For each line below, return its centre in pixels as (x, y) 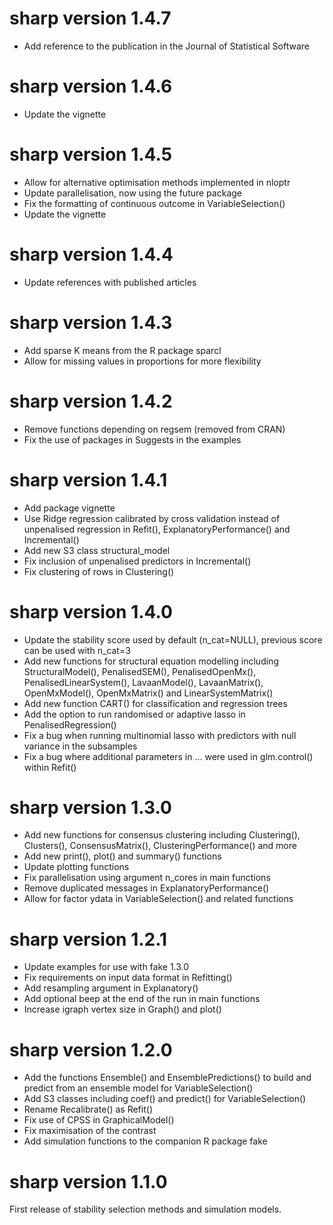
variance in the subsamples (80, 746)
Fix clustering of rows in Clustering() (99, 571)
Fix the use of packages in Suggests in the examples (132, 439)
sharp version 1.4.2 (91, 401)
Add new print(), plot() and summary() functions (122, 856)
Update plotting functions (76, 867)
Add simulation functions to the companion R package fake (145, 1141)
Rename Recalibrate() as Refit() (88, 1109)
